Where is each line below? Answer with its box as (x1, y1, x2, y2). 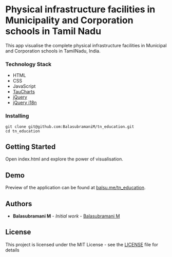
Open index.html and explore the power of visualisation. (5, 156, 123, 162)
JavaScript (12, 83, 36, 89)
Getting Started (5, 142, 56, 151)
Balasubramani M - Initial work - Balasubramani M (12, 213, 120, 219)
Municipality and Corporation (5, 14, 133, 26)
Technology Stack (5, 61, 52, 68)
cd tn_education (5, 128, 40, 134)
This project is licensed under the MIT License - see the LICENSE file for (5, 241, 158, 247)
